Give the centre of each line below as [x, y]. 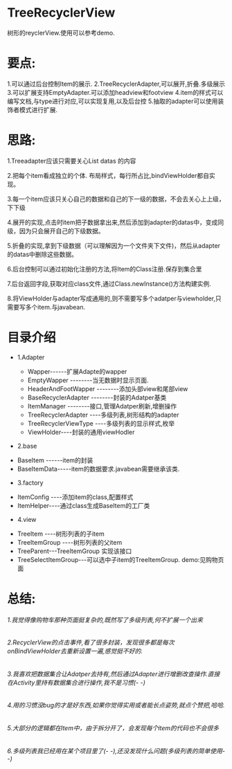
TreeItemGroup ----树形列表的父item [70, 542]
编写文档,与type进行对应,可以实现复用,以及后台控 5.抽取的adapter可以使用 [113, 101]
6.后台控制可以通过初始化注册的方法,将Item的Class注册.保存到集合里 [105, 269]
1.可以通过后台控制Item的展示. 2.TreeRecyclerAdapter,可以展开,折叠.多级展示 [116, 84]
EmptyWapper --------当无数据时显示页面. [88, 380]
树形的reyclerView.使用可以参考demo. [61, 33]
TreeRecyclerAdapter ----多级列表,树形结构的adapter [103, 415]
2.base [27, 446]
